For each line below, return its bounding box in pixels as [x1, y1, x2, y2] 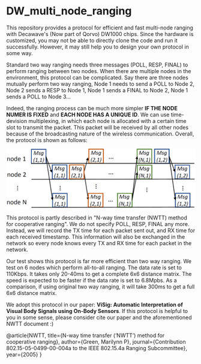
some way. [6, 49, 33, 56]
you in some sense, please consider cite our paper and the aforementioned [6, 314, 192, 321]
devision [6, 117, 28, 124]
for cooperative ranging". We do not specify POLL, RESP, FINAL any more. [6, 221, 190, 228]
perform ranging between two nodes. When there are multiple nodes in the [6, 67, 191, 74]
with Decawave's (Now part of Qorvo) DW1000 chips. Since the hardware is [6, 30, 194, 37]
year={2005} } [6, 351, 42, 358]
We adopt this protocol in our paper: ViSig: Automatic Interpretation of [6, 301, 183, 308]
